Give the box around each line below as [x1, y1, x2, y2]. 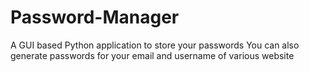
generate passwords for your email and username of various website [10, 49, 295, 61]
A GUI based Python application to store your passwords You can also [10, 39, 300, 51]
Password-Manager [10, 6, 180, 29]
